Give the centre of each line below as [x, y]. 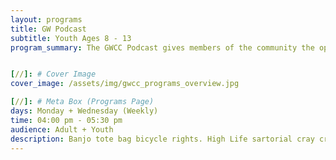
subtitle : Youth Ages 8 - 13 [71, 38]
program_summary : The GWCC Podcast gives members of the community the [162, 47]
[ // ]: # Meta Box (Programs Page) [82, 102]
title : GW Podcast [48, 29]
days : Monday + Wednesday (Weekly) [84, 111]
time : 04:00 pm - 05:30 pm [66, 120]
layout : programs [46, 19]
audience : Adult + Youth [62, 129]
